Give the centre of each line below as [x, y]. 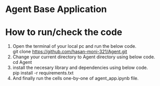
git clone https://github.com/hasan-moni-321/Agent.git [70, 52]
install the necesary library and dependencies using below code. [80, 68]
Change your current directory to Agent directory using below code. [84, 57]
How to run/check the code [64, 32]
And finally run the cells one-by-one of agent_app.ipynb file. [75, 78]
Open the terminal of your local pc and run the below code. [74, 46]
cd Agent [22, 62]
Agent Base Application [56, 9]
